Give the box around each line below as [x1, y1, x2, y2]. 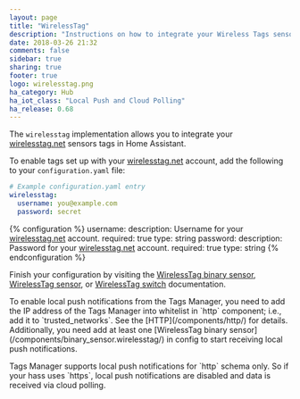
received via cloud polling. [9, 379, 106, 390]
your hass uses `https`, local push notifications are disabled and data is [9, 370, 271, 380]
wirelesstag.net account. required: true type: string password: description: [9, 233, 283, 244]
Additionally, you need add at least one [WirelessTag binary [9, 324, 228, 335]
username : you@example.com [17, 199, 118, 208]
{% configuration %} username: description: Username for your [9, 223, 244, 234]
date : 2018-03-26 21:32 [9, 37, 98, 47]
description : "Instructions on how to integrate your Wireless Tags [9, 29, 270, 38]
